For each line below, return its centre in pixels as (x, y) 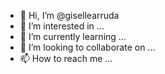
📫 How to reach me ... (66, 58)
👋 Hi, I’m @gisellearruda (69, 15)
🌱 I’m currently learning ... (73, 36)
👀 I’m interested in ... (62, 26)
